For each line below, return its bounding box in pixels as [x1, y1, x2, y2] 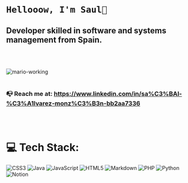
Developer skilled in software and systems [6, 25, 167, 36]
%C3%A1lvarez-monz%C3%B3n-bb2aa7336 [6, 99, 141, 107]
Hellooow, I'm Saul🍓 [6, 4, 108, 15]
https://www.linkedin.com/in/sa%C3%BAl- [53, 89, 183, 98]
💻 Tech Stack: [6, 141, 79, 155]
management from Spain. [6, 34, 103, 45]
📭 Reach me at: [6, 89, 53, 98]
